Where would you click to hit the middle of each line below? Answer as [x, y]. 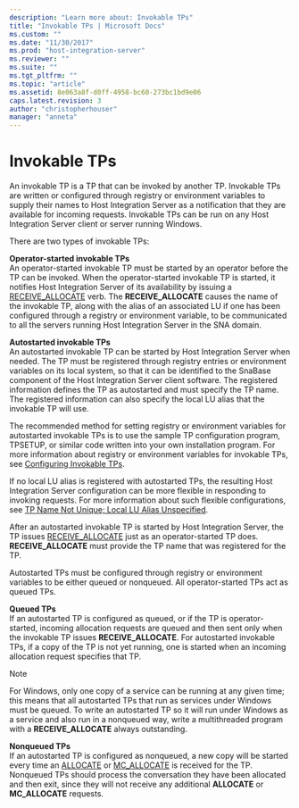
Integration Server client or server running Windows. [106, 224]
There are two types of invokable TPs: [79, 241]
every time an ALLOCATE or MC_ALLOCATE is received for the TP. [131, 765]
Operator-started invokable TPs [70, 259]
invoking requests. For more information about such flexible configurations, [148, 500]
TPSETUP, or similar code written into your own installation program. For [142, 445]
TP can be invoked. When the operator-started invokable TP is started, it [142, 278]
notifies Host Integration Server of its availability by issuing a [120, 287]
